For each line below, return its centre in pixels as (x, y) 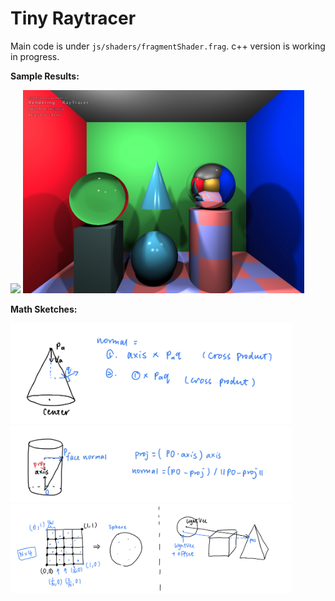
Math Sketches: (44, 309)
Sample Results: (45, 76)
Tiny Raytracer (73, 18)
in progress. (35, 56)
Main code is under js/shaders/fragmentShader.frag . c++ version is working (168, 46)
